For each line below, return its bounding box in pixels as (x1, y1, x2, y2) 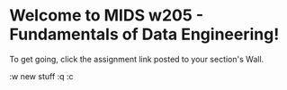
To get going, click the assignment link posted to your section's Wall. (9, 53, 265, 64)
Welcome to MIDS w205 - (9, 5, 204, 26)
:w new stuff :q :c (9, 70, 74, 81)
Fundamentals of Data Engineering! (9, 24, 280, 45)
